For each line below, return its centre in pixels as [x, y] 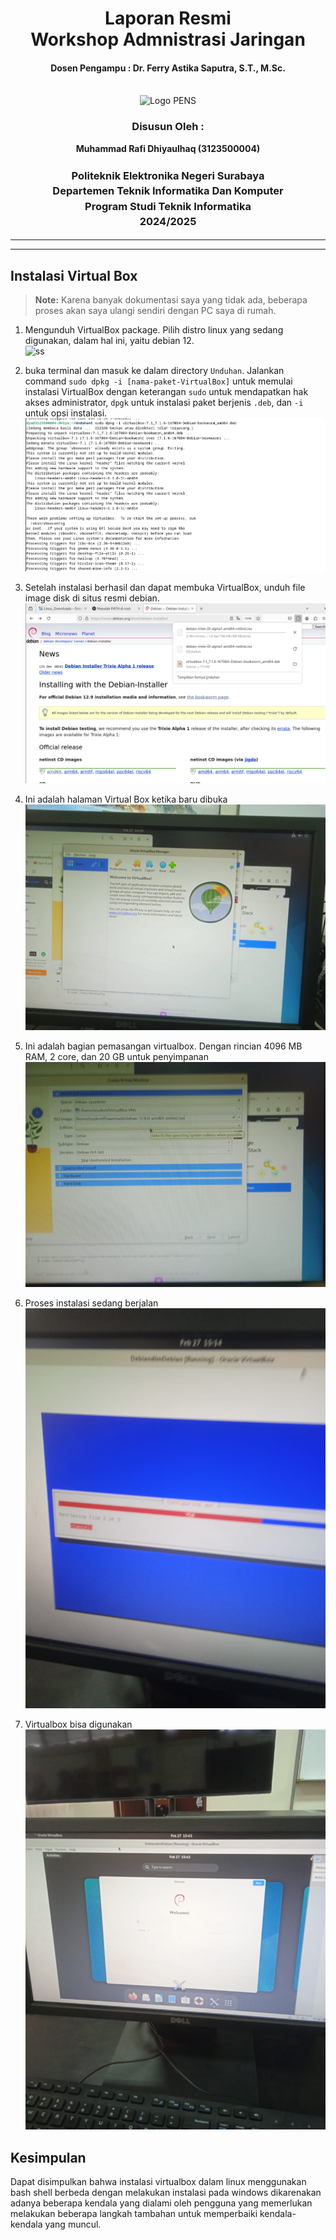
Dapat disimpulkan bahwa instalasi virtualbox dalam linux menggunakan [158, 2182]
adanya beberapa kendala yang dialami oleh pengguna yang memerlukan [161, 2203]
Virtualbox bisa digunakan [78, 1724]
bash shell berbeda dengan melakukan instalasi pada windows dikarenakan [166, 2193]
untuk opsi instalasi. [66, 413]
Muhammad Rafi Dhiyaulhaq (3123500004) [168, 148]
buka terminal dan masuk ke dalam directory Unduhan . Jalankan [154, 371]
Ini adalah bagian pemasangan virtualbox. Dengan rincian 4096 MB [163, 1046]
